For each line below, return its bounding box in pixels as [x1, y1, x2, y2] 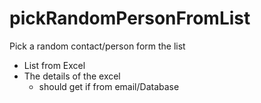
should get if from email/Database [38, 80, 180, 92]
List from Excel [23, 59, 86, 71]
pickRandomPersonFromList [9, 7, 251, 30]
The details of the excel [23, 70, 121, 82]
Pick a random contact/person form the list [9, 40, 186, 52]
